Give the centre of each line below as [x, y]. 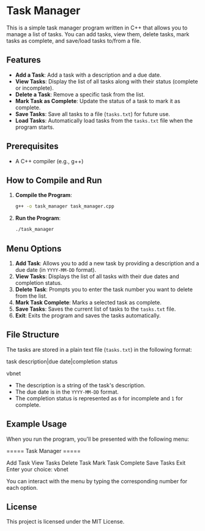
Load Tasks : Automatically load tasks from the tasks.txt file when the [104, 120]
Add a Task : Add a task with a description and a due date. [88, 75]
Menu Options [34, 248]
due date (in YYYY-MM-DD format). [56, 269]
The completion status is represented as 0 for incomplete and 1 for [99, 398]
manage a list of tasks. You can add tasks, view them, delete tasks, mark [98, 34]
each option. [22, 487]
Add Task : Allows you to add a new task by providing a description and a [107, 263]
